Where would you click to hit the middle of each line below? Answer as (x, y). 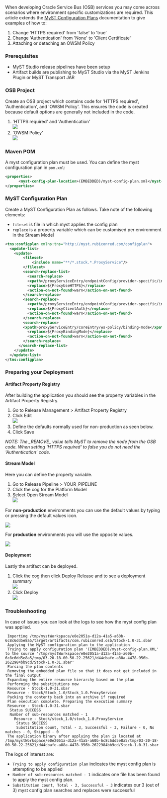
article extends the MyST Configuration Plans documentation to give (75, 18)
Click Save (23, 432)
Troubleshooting (26, 611)
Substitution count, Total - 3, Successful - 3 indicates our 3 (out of (86, 785)
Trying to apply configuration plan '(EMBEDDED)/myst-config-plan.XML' (83, 649)
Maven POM (20, 151)
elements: (15, 215)
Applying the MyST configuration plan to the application (69, 645)
